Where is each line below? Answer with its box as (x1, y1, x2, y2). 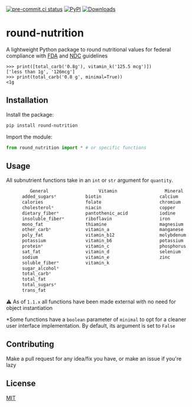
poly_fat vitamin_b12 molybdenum (21, 232, 186, 238)
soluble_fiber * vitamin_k (21, 259, 110, 266)
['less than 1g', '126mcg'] (6, 69, 76, 75)
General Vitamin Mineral (30, 188, 184, 194)
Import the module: (6, 133, 53, 140)
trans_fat (21, 287, 46, 293)
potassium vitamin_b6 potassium (21, 238, 184, 244)
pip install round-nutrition (6, 122, 78, 129)
